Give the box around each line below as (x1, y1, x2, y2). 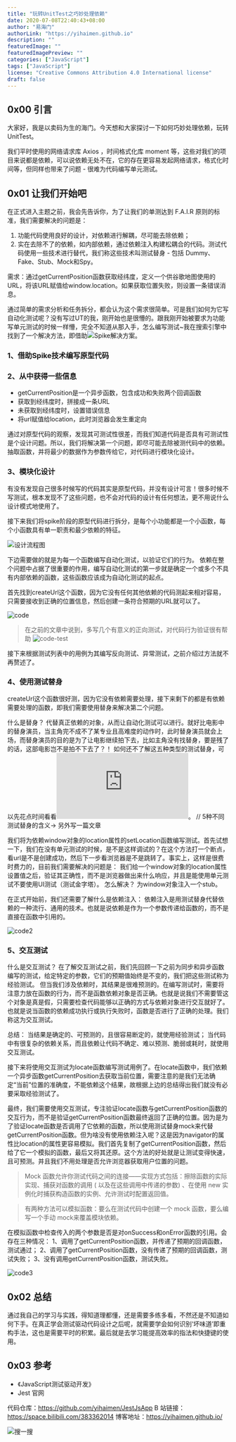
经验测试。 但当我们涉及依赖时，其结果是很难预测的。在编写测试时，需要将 (7, 981, 225, 989)
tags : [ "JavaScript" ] (7, 63, 71, 70)
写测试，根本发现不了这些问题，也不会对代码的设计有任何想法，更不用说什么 (7, 493, 229, 502)
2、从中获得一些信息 (7, 371, 77, 381)
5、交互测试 (7, 945, 48, 955)
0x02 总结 (7, 1291, 52, 1303)
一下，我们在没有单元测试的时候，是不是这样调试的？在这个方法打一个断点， (7, 845, 229, 853)
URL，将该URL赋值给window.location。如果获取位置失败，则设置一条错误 (7, 281, 220, 289)
